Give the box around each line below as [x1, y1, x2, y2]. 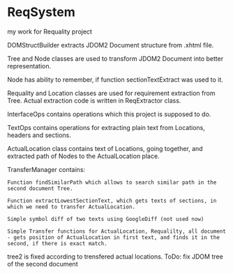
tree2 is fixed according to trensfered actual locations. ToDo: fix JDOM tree [7, 252, 223, 261]
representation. [7, 62, 51, 70]
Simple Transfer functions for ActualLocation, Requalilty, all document [7, 228, 227, 235]
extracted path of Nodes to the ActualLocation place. [7, 152, 160, 160]
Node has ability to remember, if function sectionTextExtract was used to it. [7, 75, 223, 84]
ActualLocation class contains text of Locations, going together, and [7, 144, 204, 152]
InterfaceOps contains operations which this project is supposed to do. [7, 110, 211, 118]
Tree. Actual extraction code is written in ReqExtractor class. [7, 96, 181, 105]
